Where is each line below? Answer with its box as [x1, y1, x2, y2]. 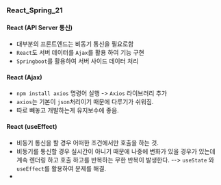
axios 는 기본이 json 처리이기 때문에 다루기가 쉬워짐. [16, 98, 154, 106]
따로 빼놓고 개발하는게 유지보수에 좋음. [16, 106, 119, 114]
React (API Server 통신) [6, 23, 73, 32]
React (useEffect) [6, 122, 57, 130]
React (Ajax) [6, 73, 42, 81]
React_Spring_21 [6, 5, 63, 15]
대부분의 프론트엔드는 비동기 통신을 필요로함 [16, 40, 134, 48]
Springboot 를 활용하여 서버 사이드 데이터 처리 [16, 57, 139, 65]
